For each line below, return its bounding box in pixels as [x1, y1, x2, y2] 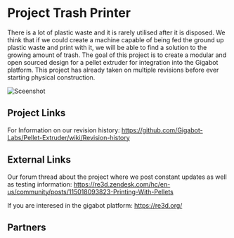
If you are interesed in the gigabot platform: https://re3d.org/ [7, 201, 183, 209]
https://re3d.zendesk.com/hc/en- [73, 180, 171, 188]
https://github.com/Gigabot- [121, 125, 203, 134]
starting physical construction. [7, 73, 96, 82]
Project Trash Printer [7, 5, 131, 21]
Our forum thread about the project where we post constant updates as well [7, 173, 227, 181]
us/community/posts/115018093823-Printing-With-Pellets [7, 187, 174, 196]
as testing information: [7, 180, 72, 188]
